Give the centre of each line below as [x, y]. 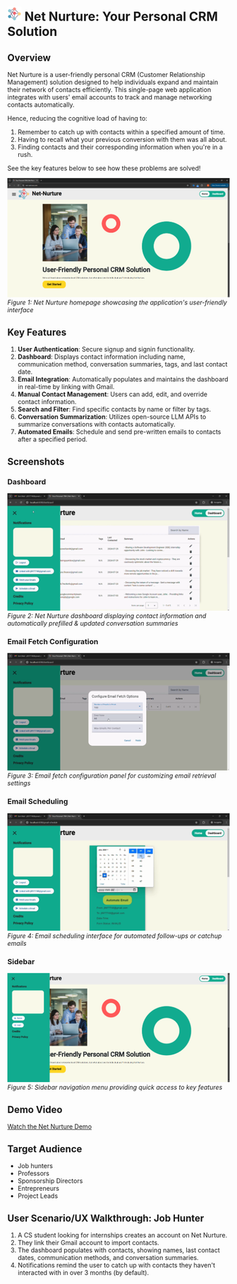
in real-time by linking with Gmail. [66, 387]
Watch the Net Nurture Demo [50, 1127]
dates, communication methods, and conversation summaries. [108, 1257]
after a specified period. [53, 439]
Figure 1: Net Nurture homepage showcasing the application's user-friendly [117, 302]
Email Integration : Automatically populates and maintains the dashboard [123, 379]
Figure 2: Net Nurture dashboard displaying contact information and [107, 616]
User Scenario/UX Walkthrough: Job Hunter [106, 1218]
